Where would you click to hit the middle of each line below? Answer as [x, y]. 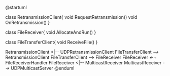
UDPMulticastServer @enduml [43, 68]
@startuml [16, 7]
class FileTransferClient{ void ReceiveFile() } [52, 42]
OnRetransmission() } [27, 23]
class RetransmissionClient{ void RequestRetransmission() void [71, 17]
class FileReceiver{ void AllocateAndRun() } [51, 32]
